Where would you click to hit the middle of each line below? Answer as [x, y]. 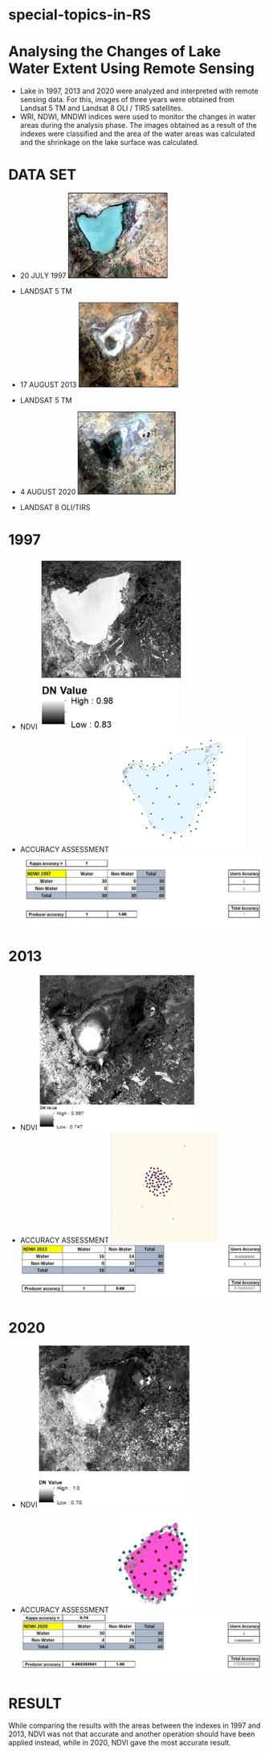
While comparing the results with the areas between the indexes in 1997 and [134, 1726]
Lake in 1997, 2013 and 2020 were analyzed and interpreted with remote [139, 91]
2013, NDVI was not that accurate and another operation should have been [132, 1734]
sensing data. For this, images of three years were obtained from [127, 100]
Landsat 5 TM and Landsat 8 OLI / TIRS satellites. [101, 108]
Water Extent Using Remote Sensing [132, 69]
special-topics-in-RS [79, 15]
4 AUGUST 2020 [48, 492]
